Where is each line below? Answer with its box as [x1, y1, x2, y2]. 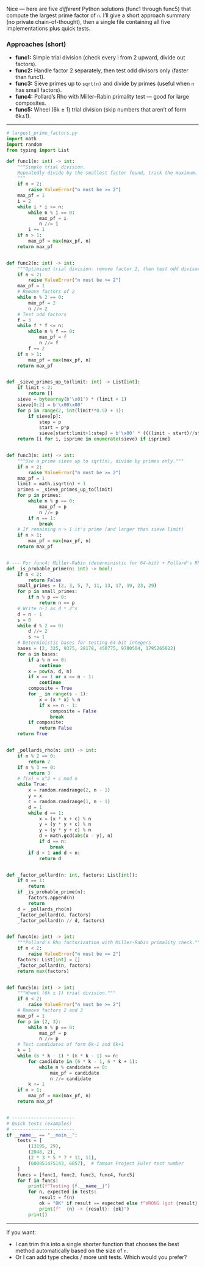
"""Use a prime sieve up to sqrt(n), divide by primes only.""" [17, 458, 184, 464]
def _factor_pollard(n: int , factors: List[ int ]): [6, 872, 138, 878]
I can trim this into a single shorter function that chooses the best [15, 1240, 179, 1247]
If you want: [6, 1228, 37, 1236]
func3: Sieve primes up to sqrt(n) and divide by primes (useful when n [15, 80, 195, 88]
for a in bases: [17, 651, 59, 657]
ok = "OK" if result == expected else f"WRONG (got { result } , [38, 1200, 201, 1206]
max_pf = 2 [28, 300, 56, 306]
